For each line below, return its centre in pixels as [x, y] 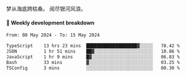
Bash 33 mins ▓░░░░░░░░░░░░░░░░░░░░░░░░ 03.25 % [93, 62]
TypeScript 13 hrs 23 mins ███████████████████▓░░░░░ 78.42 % [93, 46]
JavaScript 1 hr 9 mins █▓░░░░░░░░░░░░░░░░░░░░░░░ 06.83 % [93, 57]
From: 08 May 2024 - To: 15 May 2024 [53, 35]
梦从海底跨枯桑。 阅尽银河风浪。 [46, 9]
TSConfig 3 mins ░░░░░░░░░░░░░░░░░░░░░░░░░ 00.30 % [93, 68]
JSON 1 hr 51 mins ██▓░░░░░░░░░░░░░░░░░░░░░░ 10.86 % [93, 51]
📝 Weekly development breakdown [50, 23]
